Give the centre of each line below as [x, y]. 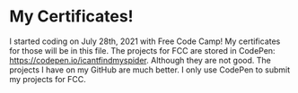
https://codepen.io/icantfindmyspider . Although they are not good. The [140, 60]
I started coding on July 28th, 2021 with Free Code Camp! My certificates [145, 41]
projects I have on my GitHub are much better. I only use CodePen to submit [150, 70]
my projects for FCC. [48, 79]
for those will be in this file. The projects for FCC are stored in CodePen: [142, 50]
